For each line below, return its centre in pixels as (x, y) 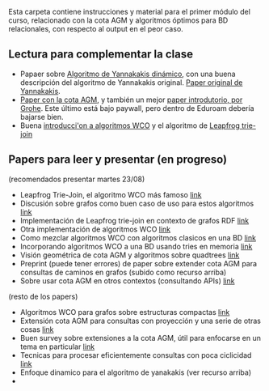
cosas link (37, 329)
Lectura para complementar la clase (101, 55)
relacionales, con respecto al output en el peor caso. (96, 29)
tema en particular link (57, 346)
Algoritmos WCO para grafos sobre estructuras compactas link (125, 312)
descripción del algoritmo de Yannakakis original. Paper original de (131, 82)
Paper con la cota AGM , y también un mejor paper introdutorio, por (131, 100)
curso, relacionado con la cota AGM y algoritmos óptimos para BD (118, 20)
